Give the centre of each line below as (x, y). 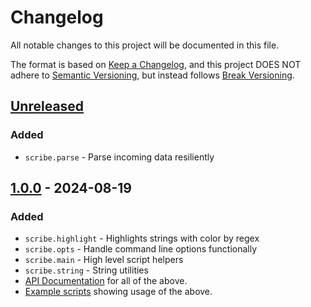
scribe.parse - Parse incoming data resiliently (119, 157)
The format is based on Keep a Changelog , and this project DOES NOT (156, 64)
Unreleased (47, 106)
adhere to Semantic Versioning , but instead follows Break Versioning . (152, 75)
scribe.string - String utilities (86, 270)
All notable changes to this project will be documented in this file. (145, 45)
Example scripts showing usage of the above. (118, 292)
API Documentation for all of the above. (106, 281)
